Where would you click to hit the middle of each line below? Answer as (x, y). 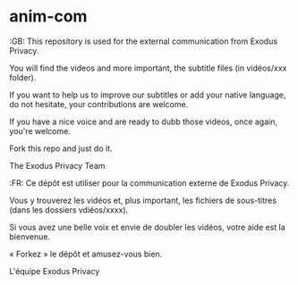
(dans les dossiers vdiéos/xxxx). (69, 210)
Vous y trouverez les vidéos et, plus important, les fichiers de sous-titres (143, 200)
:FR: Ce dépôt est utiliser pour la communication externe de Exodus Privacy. (149, 183)
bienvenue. (30, 236)
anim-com (48, 17)
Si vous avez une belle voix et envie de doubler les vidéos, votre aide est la (148, 227)
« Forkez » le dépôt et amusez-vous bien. (86, 254)
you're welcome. (40, 130)
